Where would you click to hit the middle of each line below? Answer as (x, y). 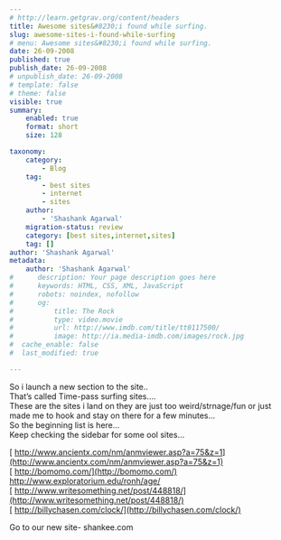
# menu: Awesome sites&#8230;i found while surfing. (111, 43)
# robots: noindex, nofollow (75, 294)
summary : (26, 110)
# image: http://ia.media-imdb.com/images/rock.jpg (127, 336)
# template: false (44, 85)
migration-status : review (75, 227)
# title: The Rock (62, 311)
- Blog (54, 168)
